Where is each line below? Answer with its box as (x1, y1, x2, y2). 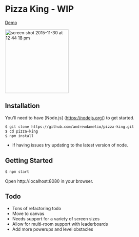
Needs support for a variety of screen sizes (12, 215, 100, 221)
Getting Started (5, 156, 53, 165)
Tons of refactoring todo (12, 205, 61, 211)
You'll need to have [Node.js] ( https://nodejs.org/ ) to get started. (5, 115, 135, 120)
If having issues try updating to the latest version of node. (12, 142, 128, 148)
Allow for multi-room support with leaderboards (12, 221, 108, 227)
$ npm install (5, 133, 34, 138)
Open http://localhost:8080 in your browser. (5, 178, 94, 184)
